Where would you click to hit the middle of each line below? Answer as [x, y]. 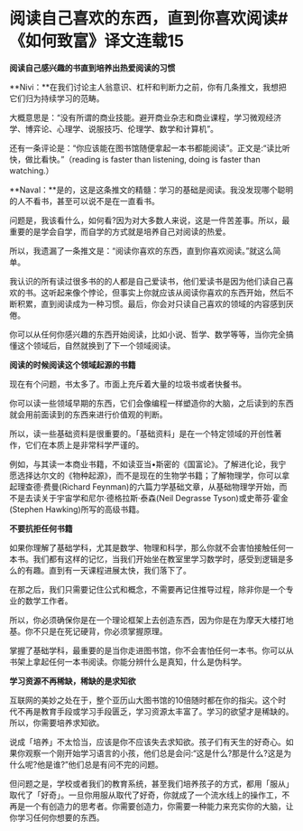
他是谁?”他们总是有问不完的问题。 [101, 764]
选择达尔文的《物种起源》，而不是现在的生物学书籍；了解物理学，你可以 [149, 475]
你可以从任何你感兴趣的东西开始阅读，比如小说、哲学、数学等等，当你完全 [147, 334]
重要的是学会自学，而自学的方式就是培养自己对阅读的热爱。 [120, 231]
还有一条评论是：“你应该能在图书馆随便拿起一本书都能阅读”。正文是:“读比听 [150, 148]
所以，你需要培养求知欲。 [57, 723]
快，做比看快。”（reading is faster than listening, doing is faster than [135, 159]
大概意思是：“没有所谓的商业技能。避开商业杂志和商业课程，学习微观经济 [146, 117]
